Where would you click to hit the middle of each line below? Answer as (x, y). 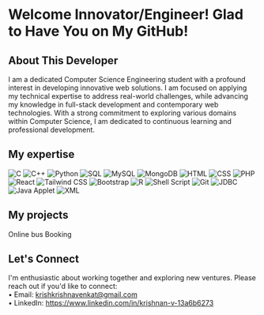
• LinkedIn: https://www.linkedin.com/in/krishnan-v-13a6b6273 (111, 303)
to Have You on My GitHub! (98, 31)
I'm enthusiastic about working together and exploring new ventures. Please (132, 278)
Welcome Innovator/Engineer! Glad (126, 15)
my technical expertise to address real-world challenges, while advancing (128, 96)
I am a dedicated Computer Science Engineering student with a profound (127, 79)
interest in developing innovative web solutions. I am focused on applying (128, 88)
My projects (38, 215)
